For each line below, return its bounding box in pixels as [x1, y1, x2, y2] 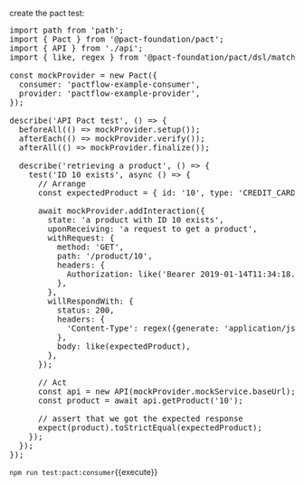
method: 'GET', [57, 242, 125, 252]
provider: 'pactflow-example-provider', [18, 89, 201, 98]
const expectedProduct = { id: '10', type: [37, 188, 234, 198]
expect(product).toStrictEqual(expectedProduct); [37, 423, 262, 433]
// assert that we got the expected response [37, 414, 244, 424]
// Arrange [37, 179, 86, 189]
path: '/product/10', [57, 251, 153, 261]
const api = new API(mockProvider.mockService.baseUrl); [37, 387, 296, 397]
